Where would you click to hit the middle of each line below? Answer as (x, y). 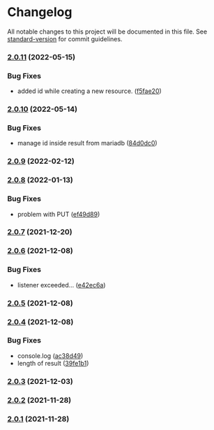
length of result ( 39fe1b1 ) (53, 363)
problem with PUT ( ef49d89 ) (59, 214)
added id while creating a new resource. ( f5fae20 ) (89, 91)
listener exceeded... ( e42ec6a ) (61, 285)
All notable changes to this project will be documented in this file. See (107, 31)
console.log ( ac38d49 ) (50, 356)
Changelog (40, 12)
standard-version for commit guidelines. (65, 38)
